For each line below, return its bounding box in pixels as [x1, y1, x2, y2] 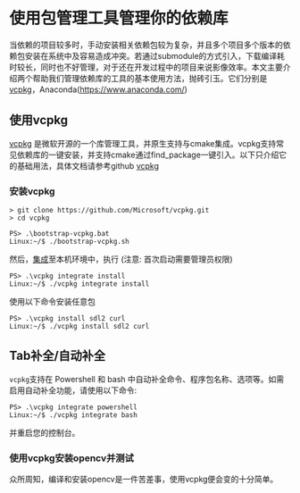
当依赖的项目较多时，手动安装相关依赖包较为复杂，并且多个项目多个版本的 [9, 39, 283, 50]
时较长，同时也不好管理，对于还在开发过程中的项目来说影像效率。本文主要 [9, 62, 283, 72]
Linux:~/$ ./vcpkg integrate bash [9, 410, 138, 420]
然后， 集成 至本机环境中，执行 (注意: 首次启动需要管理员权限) [9, 254, 234, 264]
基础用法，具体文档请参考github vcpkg [16, 160, 159, 171]
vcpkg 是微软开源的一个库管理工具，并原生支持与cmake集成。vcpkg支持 [9, 138, 277, 148]
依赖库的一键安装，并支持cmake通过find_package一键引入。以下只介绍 [16, 149, 279, 160]
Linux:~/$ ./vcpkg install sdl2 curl [9, 322, 150, 331]
